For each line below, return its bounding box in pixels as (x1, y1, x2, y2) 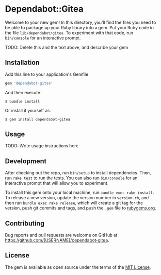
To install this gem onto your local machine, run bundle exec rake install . (5, 189, 154, 195)
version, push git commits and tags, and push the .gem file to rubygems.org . (5, 205, 157, 211)
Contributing (5, 219, 45, 227)
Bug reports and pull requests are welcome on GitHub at (5, 232, 118, 238)
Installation (5, 58, 40, 67)
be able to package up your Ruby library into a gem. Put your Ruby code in (5, 24, 154, 30)
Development (5, 157, 47, 165)
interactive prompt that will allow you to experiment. (5, 180, 109, 186)
